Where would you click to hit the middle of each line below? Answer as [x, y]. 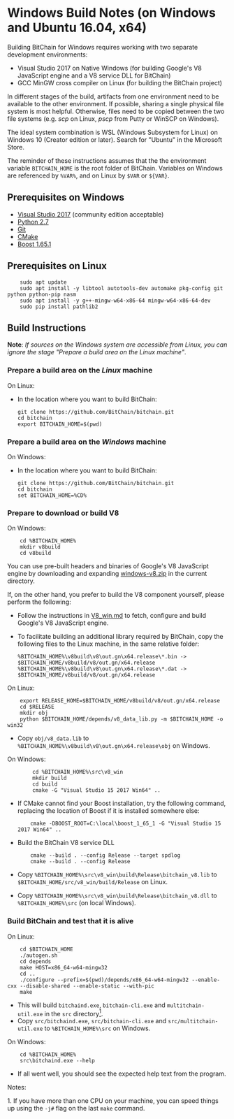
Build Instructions [47, 327]
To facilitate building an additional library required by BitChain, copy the [120, 637]
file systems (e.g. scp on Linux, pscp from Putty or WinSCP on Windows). [113, 118]
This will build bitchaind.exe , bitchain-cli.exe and [91, 1005]
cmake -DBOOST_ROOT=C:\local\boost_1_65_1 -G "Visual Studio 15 [126, 824]
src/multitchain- [193, 1022]
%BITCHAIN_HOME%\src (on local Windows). [76, 903]
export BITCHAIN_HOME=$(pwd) [60, 424]
